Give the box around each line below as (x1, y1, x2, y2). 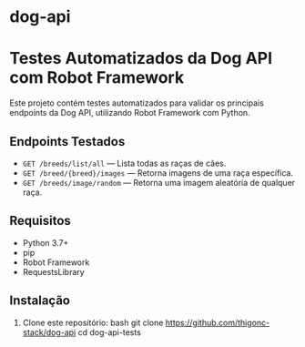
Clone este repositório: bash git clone (22, 317, 164, 328)
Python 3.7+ (22, 237, 69, 248)
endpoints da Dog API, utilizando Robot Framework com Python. (9, 107, 250, 118)
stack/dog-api (22, 326, 76, 338)
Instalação (9, 293, 71, 309)
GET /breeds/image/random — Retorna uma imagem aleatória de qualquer (22, 177, 296, 188)
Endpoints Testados (9, 134, 126, 149)
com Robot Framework (9, 67, 185, 88)
